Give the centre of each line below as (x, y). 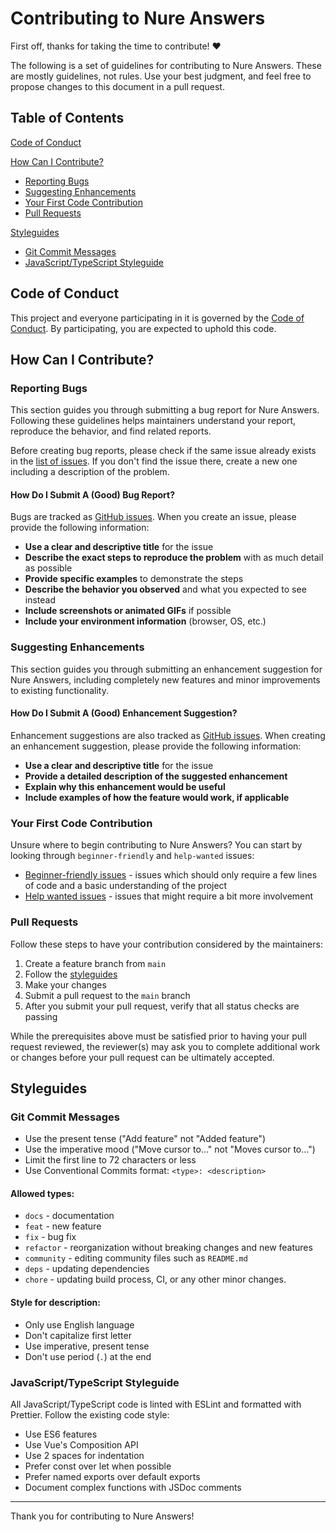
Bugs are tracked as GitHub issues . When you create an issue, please (153, 517)
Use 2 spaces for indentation (84, 1455)
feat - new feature (63, 1226)
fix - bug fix (50, 1237)
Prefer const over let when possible (98, 1466)
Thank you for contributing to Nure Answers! (102, 1516)
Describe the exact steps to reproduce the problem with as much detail (174, 558)
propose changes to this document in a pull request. (117, 86)
